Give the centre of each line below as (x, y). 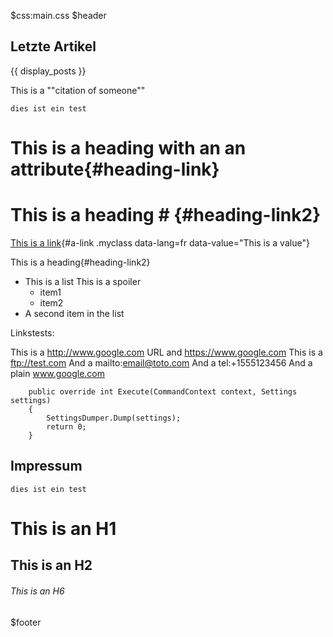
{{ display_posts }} (48, 71)
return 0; (66, 426)
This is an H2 (51, 565)
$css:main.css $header (58, 15)
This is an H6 (37, 591)
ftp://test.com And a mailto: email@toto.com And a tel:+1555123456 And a (161, 362)
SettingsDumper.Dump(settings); (114, 418)
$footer (26, 622)
